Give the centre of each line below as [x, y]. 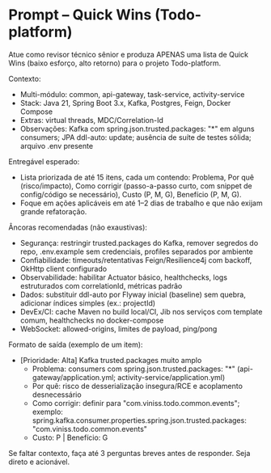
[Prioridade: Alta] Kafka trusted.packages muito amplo [111, 360]
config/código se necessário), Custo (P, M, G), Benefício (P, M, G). [131, 194]
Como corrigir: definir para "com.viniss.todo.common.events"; [136, 403]
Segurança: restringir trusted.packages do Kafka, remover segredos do [139, 243]
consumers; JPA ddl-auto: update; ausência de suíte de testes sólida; [136, 137]
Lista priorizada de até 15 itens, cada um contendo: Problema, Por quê [137, 177]
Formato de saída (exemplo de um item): [76, 344]
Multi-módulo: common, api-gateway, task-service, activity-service [132, 94]
